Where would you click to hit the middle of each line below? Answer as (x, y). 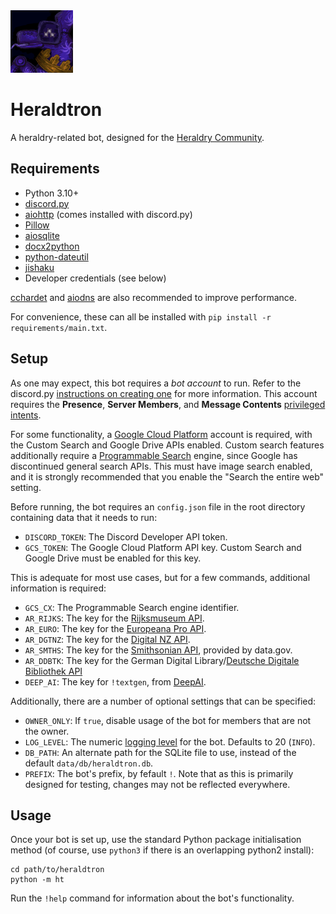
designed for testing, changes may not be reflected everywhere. (157, 784)
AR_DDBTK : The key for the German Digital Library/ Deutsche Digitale (162, 660)
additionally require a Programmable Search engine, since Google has (154, 455)
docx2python (52, 246)
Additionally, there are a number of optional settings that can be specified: (163, 701)
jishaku (39, 267)
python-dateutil (56, 256)
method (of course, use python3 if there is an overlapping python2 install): (162, 850)
